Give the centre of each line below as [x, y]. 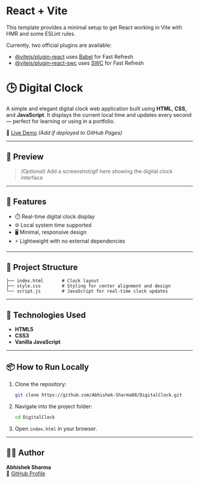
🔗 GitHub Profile [26, 474]
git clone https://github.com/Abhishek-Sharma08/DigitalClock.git [98, 395]
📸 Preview [25, 157]
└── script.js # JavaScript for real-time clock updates [87, 291]
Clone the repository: [41, 384]
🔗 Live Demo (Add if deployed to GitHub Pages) [64, 132]
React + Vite [37, 11]
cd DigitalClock [35, 417]
